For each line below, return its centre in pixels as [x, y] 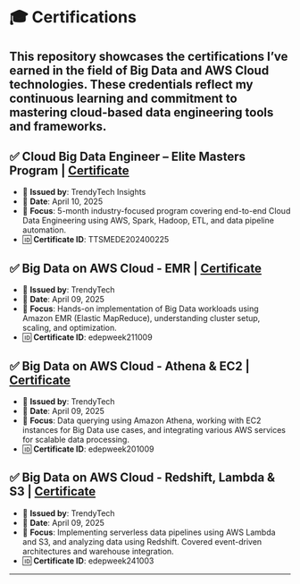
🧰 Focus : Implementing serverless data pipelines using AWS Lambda [149, 532]
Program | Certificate [69, 170]
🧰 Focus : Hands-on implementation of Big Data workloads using [140, 309]
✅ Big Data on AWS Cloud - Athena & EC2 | [129, 366]
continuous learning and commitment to [124, 98]
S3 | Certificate [53, 491]
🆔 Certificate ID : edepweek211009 [87, 337]
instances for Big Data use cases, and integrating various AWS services [154, 430]
